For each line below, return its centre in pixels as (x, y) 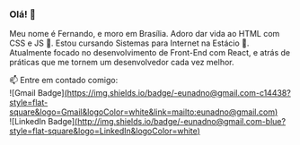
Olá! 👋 (22, 14)
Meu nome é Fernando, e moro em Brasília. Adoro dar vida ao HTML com (145, 34)
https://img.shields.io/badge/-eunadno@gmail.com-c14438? (179, 93)
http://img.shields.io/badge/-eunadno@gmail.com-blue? (181, 122)
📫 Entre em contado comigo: (64, 81)
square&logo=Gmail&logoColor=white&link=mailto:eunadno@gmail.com (142, 112)
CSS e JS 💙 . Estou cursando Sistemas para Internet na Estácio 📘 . (129, 43)
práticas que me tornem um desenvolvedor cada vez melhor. (122, 63)
